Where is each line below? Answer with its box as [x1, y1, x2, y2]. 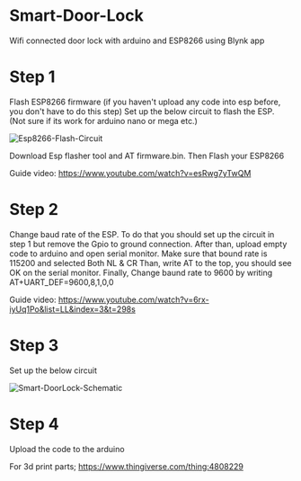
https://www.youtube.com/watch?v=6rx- [58, 294, 209, 305]
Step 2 [9, 200, 58, 220]
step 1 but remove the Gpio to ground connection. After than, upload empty [9, 238, 288, 249]
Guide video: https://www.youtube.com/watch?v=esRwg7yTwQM [9, 167, 252, 178]
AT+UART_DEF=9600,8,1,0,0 [9, 276, 114, 288]
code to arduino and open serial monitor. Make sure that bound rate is [9, 248, 268, 259]
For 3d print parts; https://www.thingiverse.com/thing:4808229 [9, 460, 244, 472]
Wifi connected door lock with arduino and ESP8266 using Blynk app [9, 35, 265, 46]
